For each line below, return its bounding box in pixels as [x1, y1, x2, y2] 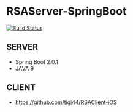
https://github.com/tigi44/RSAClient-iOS [15, 99, 118, 106]
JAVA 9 [15, 65, 34, 72]
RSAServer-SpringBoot [6, 4, 127, 18]
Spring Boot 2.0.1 [15, 58, 58, 65]
